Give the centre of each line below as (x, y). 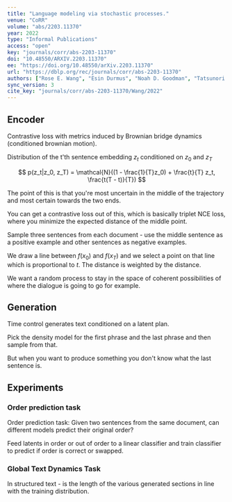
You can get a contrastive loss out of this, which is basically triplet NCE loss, (116, 213)
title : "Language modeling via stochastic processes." (88, 14)
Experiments (35, 388)
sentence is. (25, 366)
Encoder (26, 119)
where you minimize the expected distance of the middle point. (97, 221)
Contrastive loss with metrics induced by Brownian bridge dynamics (105, 136)
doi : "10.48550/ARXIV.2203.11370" (57, 59)
